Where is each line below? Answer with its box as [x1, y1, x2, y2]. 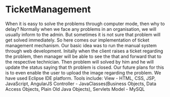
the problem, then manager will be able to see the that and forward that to [5, 53, 162, 60]
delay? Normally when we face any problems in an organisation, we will [5, 26, 157, 32]
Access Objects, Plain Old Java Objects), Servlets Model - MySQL [5, 86, 145, 92]
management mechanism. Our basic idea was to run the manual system [5, 42, 157, 48]
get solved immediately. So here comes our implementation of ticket [5, 37, 150, 43]
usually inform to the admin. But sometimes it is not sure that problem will [5, 31, 161, 37]
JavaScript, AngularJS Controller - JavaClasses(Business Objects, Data [5, 81, 157, 87]
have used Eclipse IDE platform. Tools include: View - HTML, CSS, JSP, [5, 75, 156, 81]
